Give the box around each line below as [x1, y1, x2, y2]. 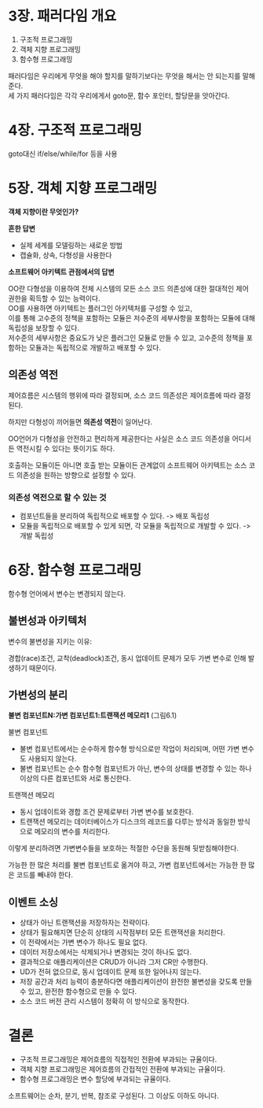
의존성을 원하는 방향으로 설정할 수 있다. [16, 470, 136, 480]
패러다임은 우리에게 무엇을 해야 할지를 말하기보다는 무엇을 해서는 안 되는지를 [8, 71, 241, 80]
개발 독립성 [19, 531, 54, 540]
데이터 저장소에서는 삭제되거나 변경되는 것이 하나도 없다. [19, 947, 192, 957]
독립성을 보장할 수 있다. [8, 323, 80, 332]
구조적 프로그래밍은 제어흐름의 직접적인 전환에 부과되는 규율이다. [19, 1054, 217, 1064]
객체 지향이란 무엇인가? [8, 206, 79, 217]
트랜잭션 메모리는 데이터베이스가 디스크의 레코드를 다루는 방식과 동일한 [19, 817, 236, 827]
